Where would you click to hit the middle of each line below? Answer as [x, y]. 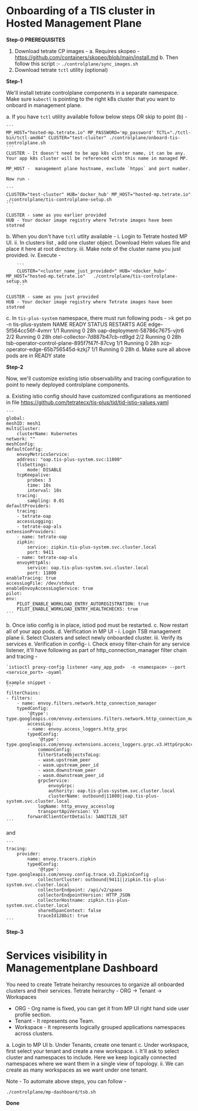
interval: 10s [44, 490]
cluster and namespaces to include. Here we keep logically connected [91, 1057]
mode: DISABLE [44, 469]
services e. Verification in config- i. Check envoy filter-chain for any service [98, 644]
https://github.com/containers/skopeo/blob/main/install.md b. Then [96, 57]
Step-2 [15, 367]
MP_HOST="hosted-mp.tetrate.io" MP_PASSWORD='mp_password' [80, 133]
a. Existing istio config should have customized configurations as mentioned [98, 396]
